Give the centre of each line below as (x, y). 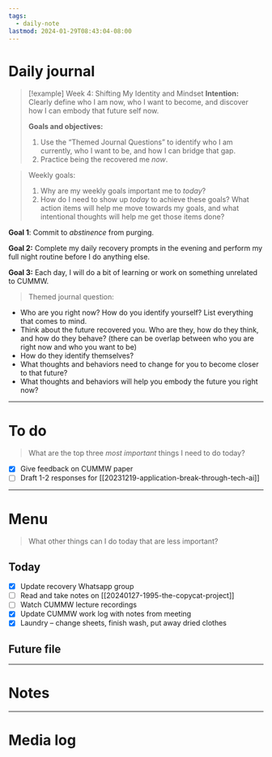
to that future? (44, 373)
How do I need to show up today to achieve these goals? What (144, 200)
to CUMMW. (29, 282)
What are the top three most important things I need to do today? (136, 453)
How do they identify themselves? (77, 356)
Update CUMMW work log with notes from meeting (106, 614)
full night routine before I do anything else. (79, 257)
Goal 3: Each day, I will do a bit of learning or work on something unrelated (133, 273)
